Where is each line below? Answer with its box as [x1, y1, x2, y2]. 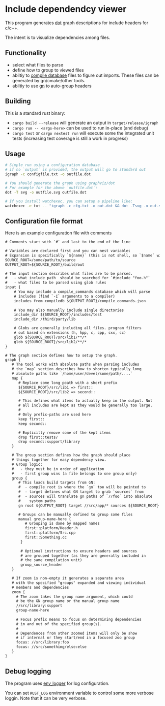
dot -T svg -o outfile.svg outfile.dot [5, 190, 87, 195]
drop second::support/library [18, 439, 80, 444]
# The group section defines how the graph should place [11, 453, 131, 458]
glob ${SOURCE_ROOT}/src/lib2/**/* [14, 339, 87, 344]
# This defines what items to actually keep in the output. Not [18, 398, 153, 403]
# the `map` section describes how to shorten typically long [11, 367, 141, 372]
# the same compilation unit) [20, 558, 82, 563]
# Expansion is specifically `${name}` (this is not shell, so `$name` [5, 253, 155, 258]
